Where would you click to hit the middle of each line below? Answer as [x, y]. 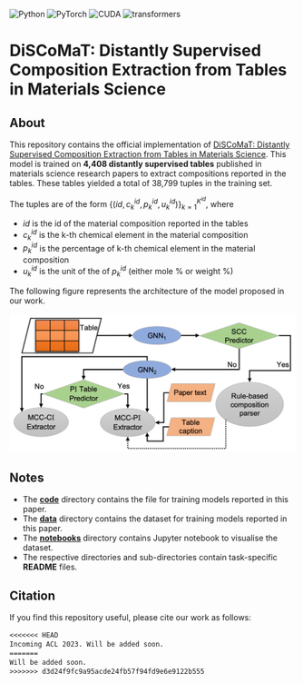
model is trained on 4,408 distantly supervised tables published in [136, 164]
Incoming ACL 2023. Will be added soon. [87, 644]
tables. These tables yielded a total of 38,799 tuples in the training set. [141, 183]
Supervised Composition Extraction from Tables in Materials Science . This [148, 154]
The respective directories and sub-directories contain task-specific [150, 558]
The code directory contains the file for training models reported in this [155, 500]
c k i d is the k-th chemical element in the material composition [135, 235]
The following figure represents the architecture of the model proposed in [147, 291]
